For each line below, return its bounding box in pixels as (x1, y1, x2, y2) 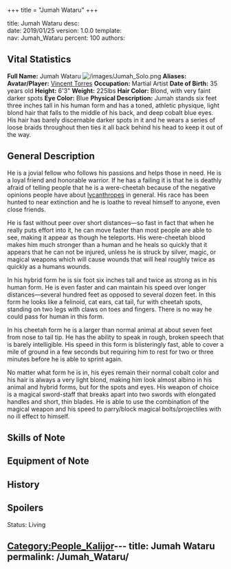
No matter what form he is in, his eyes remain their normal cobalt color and (7, 368, 219, 376)
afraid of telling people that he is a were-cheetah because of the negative (7, 183, 216, 191)
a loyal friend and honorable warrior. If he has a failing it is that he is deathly (7, 175, 222, 184)
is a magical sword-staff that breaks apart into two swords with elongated (7, 390, 217, 398)
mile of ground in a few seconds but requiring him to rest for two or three (7, 347, 214, 356)
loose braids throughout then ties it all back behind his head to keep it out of (7, 123, 223, 131)
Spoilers (7, 502, 44, 514)
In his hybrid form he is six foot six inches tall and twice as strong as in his (7, 275, 217, 284)
